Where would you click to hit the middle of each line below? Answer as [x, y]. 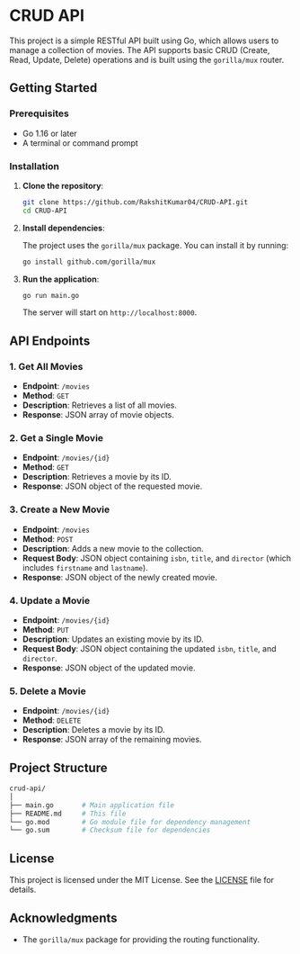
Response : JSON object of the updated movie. [109, 668]
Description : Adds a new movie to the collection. [113, 548]
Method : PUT [45, 630]
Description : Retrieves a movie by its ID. [97, 477]
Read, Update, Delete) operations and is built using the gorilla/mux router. [147, 59]
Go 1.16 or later [50, 133]
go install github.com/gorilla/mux [89, 262]
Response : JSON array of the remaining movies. [112, 740]
